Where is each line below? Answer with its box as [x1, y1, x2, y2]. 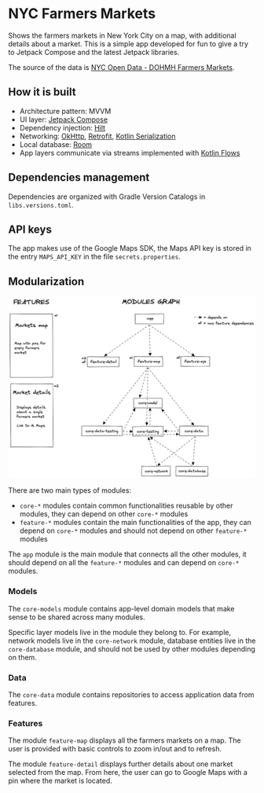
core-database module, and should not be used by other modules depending [8, 644, 255, 653]
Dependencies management [8, 171, 150, 185]
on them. [8, 652, 37, 662]
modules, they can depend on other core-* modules [19, 509, 189, 519]
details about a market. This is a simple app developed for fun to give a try [8, 39, 249, 48]
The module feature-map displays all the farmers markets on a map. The [8, 736, 241, 745]
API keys [8, 222, 53, 236]
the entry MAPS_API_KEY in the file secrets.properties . [8, 252, 181, 262]
